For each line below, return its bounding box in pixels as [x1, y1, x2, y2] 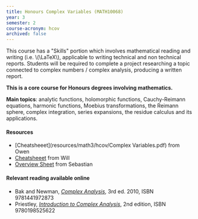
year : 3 [6, 14, 26, 20]
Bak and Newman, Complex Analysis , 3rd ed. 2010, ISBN [14, 187, 154, 195]
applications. [6, 115, 37, 122]
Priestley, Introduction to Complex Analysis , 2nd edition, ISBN [14, 201, 166, 208]
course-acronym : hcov [6, 25, 60, 32]
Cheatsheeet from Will [14, 155, 70, 162]
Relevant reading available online [6, 174, 90, 181]
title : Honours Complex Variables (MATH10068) [6, 8, 124, 15]
